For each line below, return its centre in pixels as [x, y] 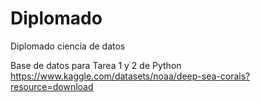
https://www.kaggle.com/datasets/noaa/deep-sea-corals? [130, 76]
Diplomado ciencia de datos [68, 46]
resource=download [52, 86]
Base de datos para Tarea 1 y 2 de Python [96, 65]
